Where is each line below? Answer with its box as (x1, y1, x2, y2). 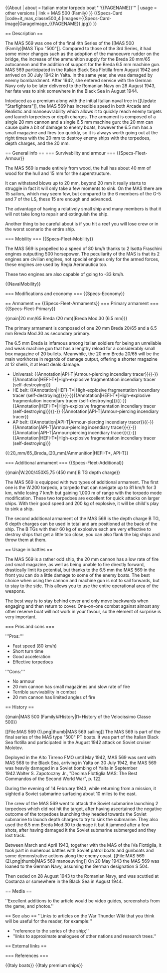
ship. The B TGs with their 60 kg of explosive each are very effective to (5, 526, 151, 532)
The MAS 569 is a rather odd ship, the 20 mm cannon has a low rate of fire (5, 556, 159, 562)
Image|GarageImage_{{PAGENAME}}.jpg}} (5, 21, 92, 27)
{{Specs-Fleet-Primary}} (5, 306, 56, 312)
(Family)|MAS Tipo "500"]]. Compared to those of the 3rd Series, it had (5, 46, 152, 51)
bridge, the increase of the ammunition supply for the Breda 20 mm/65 (5, 56, 151, 62)
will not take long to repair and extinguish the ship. (5, 211, 109, 217)
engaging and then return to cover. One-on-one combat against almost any (5, 603, 160, 609)
